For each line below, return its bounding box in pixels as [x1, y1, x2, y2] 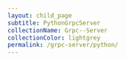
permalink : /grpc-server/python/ [7, 41, 119, 49]
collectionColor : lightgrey [7, 33, 101, 42]
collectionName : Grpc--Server [7, 26, 108, 34]
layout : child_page [7, 11, 73, 20]
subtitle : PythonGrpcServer [7, 19, 101, 27]
